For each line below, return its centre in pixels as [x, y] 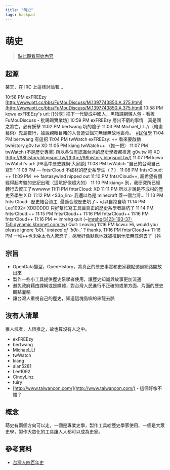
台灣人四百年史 [28, 462]
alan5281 [22, 366]
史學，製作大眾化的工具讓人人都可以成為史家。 [54, 431]
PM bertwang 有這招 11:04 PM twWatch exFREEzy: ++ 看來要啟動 [73, 139]
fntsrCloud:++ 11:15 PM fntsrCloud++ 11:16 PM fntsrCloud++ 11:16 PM [77, 214]
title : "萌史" [19, 10]
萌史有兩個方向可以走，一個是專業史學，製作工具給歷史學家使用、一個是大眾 [85, 425]
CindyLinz [23, 377]
